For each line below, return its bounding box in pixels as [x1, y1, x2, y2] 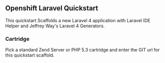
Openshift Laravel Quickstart [5, 4, 99, 13]
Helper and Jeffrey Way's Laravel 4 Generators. [5, 23, 105, 29]
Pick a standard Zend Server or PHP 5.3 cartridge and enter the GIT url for [5, 47, 160, 53]
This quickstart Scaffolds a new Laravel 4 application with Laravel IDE [5, 17, 151, 23]
